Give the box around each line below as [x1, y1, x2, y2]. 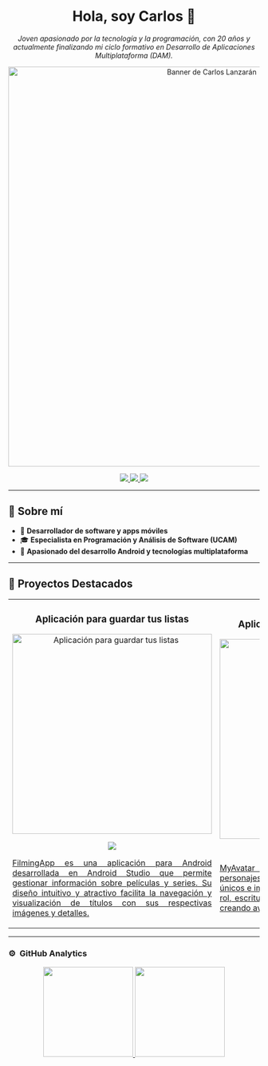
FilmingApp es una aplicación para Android [12, 857, 212, 868]
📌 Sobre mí [8, 505, 63, 518]
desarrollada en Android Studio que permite [12, 868, 212, 879]
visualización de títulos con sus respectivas [12, 897, 212, 908]
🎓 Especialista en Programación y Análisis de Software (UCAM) [19, 535, 238, 545]
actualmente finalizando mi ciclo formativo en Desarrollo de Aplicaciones [13, 42, 255, 51]
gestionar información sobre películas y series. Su [12, 877, 212, 888]
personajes [219, 872, 262, 884]
